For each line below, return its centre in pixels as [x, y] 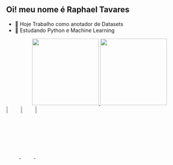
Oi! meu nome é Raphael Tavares [68, 10]
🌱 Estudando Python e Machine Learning [65, 30]
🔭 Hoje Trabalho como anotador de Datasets [69, 24]
